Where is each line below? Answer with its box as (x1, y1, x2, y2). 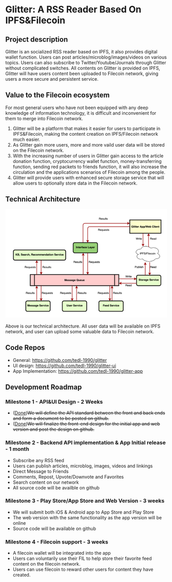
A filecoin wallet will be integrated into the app (12, 550, 111, 556)
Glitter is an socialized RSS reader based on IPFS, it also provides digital (5, 49, 158, 54)
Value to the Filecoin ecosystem (5, 91, 110, 100)
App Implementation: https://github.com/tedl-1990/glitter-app (12, 368, 143, 374)
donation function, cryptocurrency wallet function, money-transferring (12, 158, 162, 164)
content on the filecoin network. (12, 561, 81, 567)
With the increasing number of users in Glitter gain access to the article (12, 153, 164, 159)
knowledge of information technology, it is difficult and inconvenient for (5, 110, 157, 116)
